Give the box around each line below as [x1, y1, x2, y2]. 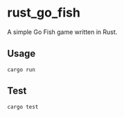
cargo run [7, 66, 36, 73]
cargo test [7, 103, 39, 110]
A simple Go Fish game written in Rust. [7, 28, 118, 36]
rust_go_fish [7, 5, 81, 21]
